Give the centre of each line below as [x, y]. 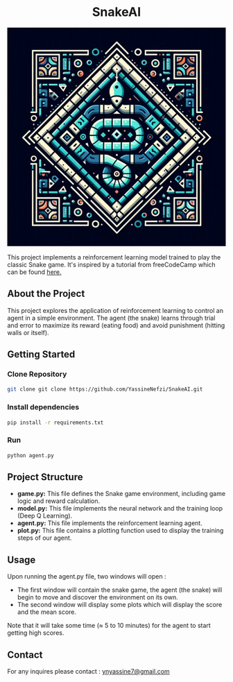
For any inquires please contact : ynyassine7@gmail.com [88, 672]
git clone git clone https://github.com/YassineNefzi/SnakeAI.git [105, 389]
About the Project [46, 294]
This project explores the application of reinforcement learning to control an [115, 310]
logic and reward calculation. [59, 501]
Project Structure [45, 477]
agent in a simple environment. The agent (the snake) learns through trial [111, 318]
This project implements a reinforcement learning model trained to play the [114, 257]
